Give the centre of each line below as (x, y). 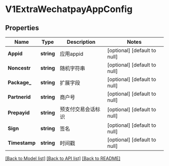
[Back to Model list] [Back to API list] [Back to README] (63, 158)
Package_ (20, 82)
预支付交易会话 (77, 109)
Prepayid (19, 113)
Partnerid (19, 97)
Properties (22, 28)
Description (81, 42)
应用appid (72, 54)
